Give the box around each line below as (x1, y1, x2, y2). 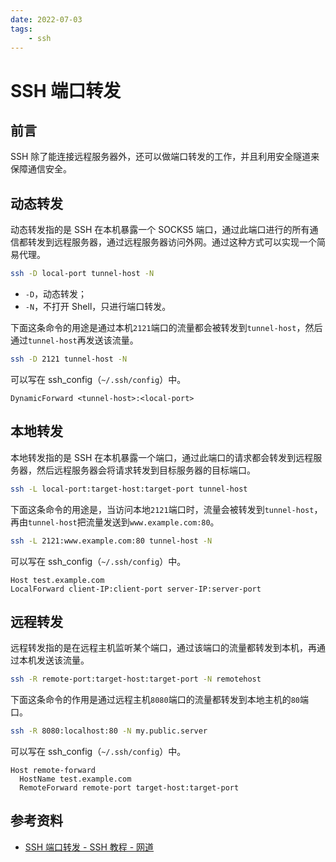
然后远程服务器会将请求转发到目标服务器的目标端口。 (36, 464, 256, 476)
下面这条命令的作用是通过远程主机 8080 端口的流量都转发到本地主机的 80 (10, 694, 300, 706)
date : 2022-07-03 (10, 14, 83, 25)
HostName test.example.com (19, 774, 132, 785)
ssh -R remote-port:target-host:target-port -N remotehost (10, 674, 262, 685)
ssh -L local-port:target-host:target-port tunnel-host (10, 484, 248, 494)
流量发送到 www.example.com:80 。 (85, 516, 220, 528)
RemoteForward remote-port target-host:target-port (19, 783, 240, 793)
